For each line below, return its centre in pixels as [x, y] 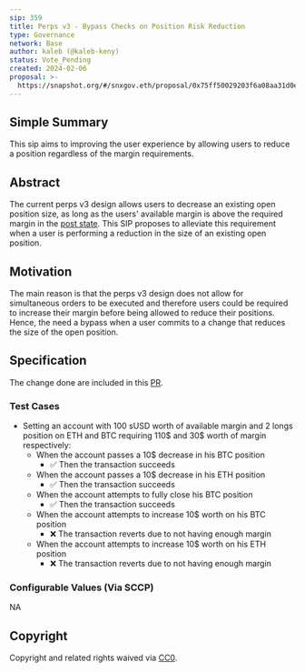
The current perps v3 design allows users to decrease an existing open [143, 205]
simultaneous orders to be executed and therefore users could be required [149, 303]
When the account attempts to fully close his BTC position [144, 495]
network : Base [36, 43]
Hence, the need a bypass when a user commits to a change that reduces [148, 323]
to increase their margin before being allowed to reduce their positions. [142, 313]
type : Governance [42, 35]
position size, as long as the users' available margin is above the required [146, 214]
